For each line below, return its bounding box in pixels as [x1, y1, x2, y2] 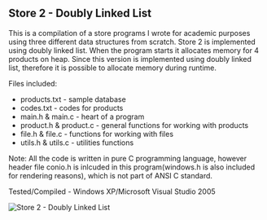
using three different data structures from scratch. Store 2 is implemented [8, 37, 256, 46]
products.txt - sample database [20, 94, 126, 104]
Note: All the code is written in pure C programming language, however [8, 153, 247, 163]
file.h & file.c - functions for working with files [20, 129, 173, 139]
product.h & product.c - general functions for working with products [20, 120, 249, 130]
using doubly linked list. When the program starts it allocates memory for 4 [8, 45, 259, 55]
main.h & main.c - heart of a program [20, 112, 145, 121]
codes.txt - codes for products [20, 103, 124, 112]
